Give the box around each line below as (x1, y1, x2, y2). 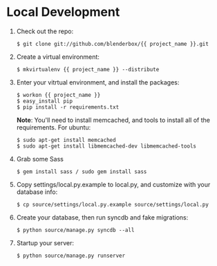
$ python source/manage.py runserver (16, 252, 126, 259)
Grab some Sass (16, 154, 64, 163)
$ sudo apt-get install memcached (16, 136, 116, 143)
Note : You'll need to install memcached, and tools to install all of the (16, 116, 210, 124)
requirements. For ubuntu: (16, 123, 91, 132)
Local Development (6, 4, 120, 20)
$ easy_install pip (16, 98, 73, 105)
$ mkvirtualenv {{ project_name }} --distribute (16, 66, 160, 73)
